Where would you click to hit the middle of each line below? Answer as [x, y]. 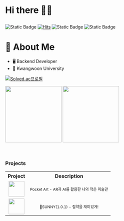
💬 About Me [30, 47]
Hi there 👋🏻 [29, 10]
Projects [15, 163]
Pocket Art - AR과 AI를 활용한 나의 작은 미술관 [69, 189]
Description [69, 176]
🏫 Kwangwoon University [38, 68]
